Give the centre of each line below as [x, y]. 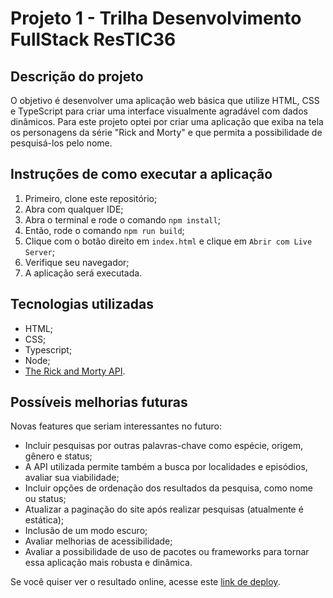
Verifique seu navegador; [77, 262]
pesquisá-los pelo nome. [61, 143]
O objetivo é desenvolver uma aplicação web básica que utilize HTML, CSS [165, 100]
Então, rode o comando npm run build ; [104, 230]
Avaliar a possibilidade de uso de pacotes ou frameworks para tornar [167, 552]
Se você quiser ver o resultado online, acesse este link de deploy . [145, 582]
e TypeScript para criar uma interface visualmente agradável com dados [159, 111]
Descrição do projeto [77, 76]
